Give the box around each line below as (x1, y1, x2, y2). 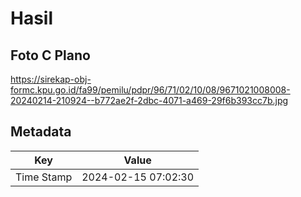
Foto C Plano (10, 47, 91, 64)
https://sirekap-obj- (10, 73, 92, 85)
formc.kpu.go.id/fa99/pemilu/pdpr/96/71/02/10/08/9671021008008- (10, 84, 291, 96)
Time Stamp (15, 170, 73, 184)
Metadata (10, 123, 72, 141)
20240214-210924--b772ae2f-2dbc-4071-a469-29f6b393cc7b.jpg (10, 95, 289, 106)
